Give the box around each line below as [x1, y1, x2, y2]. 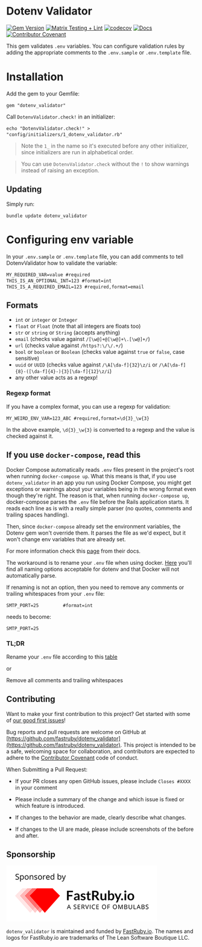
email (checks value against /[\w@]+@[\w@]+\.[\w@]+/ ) [14, 336, 151, 343]
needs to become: [6, 613, 51, 620]
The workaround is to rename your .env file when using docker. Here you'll [6, 559, 192, 566]
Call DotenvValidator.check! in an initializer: [6, 113, 116, 120]
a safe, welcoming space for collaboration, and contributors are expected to [6, 747, 195, 755]
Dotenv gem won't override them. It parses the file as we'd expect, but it [6, 529, 186, 536]
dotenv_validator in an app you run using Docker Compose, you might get [6, 479, 192, 486]
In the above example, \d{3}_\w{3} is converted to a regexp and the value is [6, 426, 195, 433]
